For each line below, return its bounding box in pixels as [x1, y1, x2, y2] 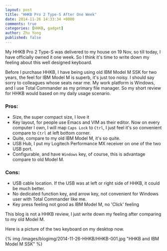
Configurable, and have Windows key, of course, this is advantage [12, 151, 146, 157]
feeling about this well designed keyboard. [5, 59, 92, 65]
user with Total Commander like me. [12, 196, 87, 202]
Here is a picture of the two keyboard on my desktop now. [5, 226, 125, 232]
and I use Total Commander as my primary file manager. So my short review [5, 85, 161, 91]
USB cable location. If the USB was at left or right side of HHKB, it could [12, 180, 160, 186]
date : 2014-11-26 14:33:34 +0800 [5, 16, 75, 21]
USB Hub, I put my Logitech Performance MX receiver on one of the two [12, 141, 161, 147]
